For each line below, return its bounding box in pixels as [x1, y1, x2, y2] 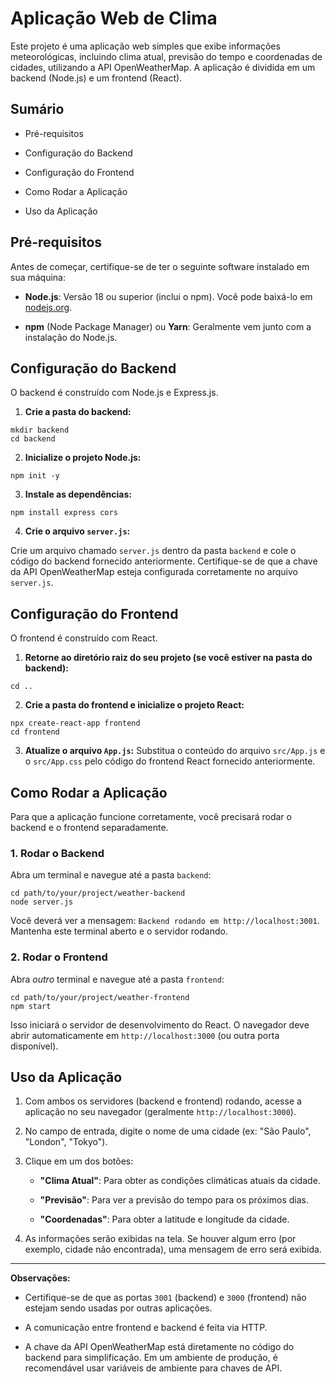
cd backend [10, 434, 56, 444]
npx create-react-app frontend [10, 718, 141, 729]
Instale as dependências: [24, 488, 132, 501]
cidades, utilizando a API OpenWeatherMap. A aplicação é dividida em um [10, 61, 316, 73]
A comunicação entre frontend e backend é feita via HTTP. [24, 1322, 268, 1334]
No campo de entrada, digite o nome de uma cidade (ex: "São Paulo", [24, 1125, 312, 1137]
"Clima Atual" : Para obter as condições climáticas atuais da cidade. [39, 1175, 321, 1187]
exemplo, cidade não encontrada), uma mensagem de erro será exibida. [24, 1243, 322, 1256]
